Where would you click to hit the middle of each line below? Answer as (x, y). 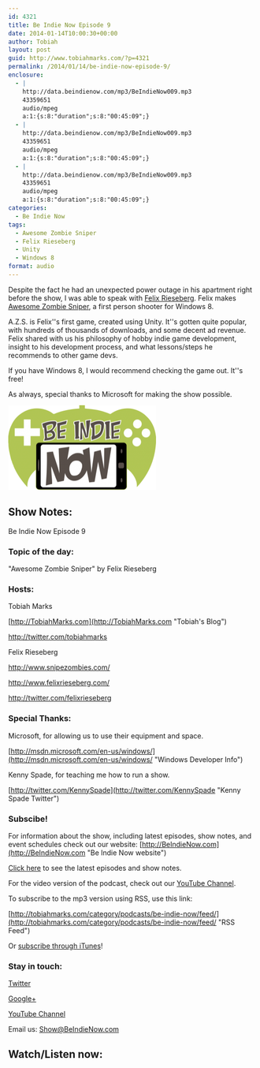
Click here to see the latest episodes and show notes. (95, 868)
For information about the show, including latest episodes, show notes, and (130, 835)
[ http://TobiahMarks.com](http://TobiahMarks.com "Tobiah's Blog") (117, 622)
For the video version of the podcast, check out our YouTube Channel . (122, 883)
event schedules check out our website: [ (75, 844)
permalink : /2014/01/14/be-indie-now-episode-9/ (89, 67)
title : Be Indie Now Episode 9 (59, 25)
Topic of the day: (41, 551)
